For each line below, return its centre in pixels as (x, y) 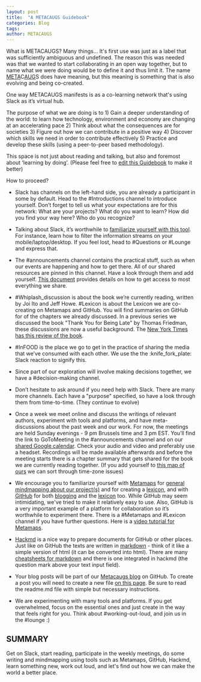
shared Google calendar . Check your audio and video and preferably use (105, 446)
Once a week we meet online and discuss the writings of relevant (95, 414)
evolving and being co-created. (45, 83)
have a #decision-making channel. (58, 378)
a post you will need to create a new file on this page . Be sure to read (100, 583)
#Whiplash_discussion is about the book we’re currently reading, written (104, 297)
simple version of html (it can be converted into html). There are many (101, 552)
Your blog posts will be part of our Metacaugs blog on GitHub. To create (104, 576)
